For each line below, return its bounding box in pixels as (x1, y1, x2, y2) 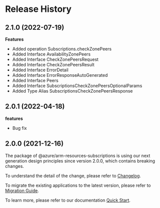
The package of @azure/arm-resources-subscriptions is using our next (5, 153, 151, 158)
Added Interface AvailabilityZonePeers (12, 51, 91, 57)
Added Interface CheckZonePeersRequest (12, 56, 99, 62)
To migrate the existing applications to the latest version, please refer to (5, 182, 151, 188)
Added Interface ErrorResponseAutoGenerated (12, 72, 108, 78)
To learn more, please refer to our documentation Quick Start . (5, 197, 131, 203)
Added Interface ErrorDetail (12, 67, 69, 73)
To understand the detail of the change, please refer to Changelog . (5, 172, 141, 179)
